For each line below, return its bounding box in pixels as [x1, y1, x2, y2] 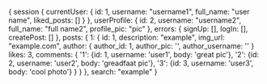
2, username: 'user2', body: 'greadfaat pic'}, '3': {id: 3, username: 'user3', [8, 58, 254, 68]
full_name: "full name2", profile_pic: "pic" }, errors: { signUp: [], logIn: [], [8, 24, 248, 33]
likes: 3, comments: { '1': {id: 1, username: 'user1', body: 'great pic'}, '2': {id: [8, 50, 260, 59]
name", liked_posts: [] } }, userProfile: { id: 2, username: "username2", [8, 15, 241, 25]
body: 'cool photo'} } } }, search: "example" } [8, 67, 158, 76]
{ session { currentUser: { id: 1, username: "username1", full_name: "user [8, 7, 250, 16]
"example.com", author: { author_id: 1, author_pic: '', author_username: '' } [8, 41, 255, 51]
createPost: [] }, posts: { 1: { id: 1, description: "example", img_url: [8, 32, 225, 42]
